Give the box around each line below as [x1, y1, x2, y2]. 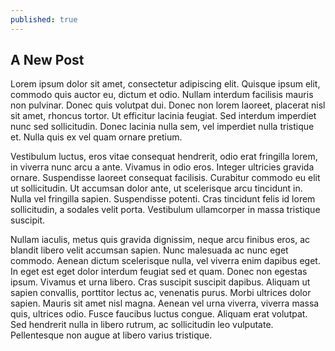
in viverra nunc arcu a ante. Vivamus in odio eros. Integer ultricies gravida [10, 161, 315, 173]
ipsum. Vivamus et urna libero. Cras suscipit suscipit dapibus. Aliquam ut [10, 276, 311, 288]
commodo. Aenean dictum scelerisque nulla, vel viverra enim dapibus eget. [10, 255, 321, 267]
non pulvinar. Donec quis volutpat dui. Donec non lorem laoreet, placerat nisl [10, 99, 326, 111]
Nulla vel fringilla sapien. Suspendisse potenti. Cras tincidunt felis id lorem [10, 193, 316, 205]
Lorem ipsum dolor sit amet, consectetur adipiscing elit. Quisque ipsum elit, [10, 78, 321, 90]
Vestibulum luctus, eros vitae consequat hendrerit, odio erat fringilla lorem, [10, 151, 318, 163]
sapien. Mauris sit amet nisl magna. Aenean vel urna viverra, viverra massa [10, 297, 320, 310]
